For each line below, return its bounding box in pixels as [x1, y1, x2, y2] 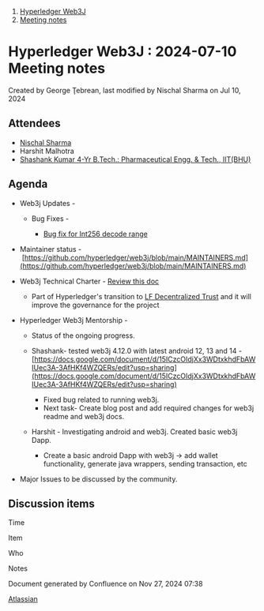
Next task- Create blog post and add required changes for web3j [43, 403, 255, 413]
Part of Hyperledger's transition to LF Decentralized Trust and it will [31, 291, 251, 301]
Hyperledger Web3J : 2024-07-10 [8, 43, 237, 61]
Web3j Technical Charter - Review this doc [19, 276, 160, 286]
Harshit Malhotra [19, 146, 75, 156]
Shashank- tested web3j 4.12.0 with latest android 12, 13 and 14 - [31, 346, 243, 355]
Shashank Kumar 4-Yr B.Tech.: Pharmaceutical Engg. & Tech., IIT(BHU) [19, 154, 251, 164]
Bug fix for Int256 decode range [43, 229, 148, 238]
